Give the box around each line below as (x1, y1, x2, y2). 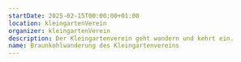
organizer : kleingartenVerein (8, 27, 111, 35)
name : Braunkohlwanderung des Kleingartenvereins (8, 42, 180, 50)
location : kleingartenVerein (8, 19, 107, 27)
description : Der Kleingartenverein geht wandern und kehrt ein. (8, 34, 234, 43)
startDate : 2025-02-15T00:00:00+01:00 (8, 11, 140, 20)
